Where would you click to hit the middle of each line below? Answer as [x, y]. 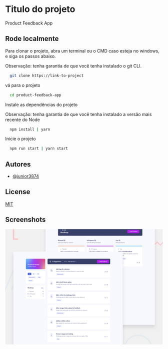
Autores [18, 164]
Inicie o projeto [20, 139]
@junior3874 [25, 176]
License [18, 192]
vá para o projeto [23, 85]
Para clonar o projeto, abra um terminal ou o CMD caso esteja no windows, [82, 50]
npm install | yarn [30, 129]
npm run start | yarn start [39, 148]
